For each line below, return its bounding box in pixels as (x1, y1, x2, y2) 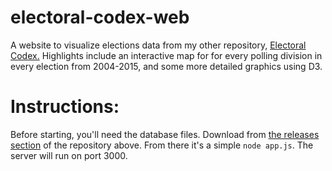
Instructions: (10, 96, 120, 118)
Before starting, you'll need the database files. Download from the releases (10, 128, 320, 140)
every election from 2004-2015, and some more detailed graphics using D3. (10, 60, 323, 72)
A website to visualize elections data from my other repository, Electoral (10, 39, 307, 51)
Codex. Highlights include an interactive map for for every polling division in (10, 49, 323, 61)
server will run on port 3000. (10, 149, 128, 161)
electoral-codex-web (10, 6, 190, 29)
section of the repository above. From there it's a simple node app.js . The (10, 139, 314, 151)
